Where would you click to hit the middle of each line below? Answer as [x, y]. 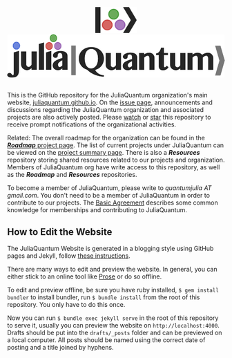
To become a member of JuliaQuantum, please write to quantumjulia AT [109, 188]
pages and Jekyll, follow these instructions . [69, 256]
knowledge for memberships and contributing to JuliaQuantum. [97, 210]
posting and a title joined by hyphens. [60, 348]
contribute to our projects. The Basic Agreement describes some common [113, 202]
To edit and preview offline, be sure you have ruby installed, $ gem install [113, 290]
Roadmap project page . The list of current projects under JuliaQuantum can [116, 145]
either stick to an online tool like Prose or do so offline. [85, 276]
